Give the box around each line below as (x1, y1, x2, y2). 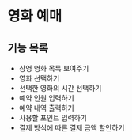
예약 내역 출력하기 (18, 104, 74, 112)
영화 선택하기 (18, 74, 60, 83)
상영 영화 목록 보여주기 (18, 64, 89, 73)
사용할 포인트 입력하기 (18, 113, 88, 123)
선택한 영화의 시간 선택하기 (18, 84, 102, 93)
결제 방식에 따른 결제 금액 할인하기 (18, 123, 125, 132)
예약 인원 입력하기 (18, 93, 74, 103)
